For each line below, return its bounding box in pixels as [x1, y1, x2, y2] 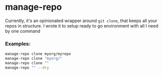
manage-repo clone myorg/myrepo [5, 51, 71, 56]
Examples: [5, 40, 31, 47]
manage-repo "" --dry [5, 65, 49, 70]
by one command [5, 28, 41, 34]
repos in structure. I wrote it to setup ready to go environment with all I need [5, 23, 159, 28]
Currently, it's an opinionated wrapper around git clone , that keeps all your [5, 18, 158, 24]
